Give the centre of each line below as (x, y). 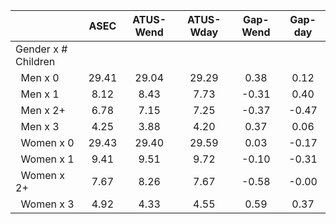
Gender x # (41, 49)
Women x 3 (47, 204)
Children (35, 61)
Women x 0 (47, 142)
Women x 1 (47, 159)
